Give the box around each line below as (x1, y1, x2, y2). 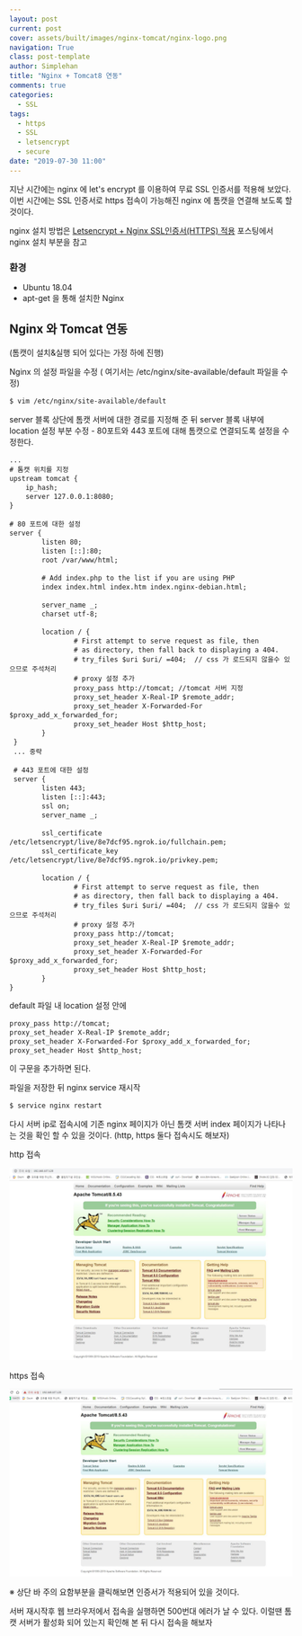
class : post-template (9, 52, 91, 62)
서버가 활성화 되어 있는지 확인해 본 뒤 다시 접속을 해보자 (18, 1616, 213, 1627)
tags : (9, 109, 30, 119)
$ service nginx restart (9, 1101, 102, 1110)
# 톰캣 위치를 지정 (9, 465, 69, 474)
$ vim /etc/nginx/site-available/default (9, 396, 167, 405)
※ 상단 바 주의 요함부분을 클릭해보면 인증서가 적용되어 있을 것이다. (9, 1587, 240, 1597)
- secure (17, 147, 50, 156)
